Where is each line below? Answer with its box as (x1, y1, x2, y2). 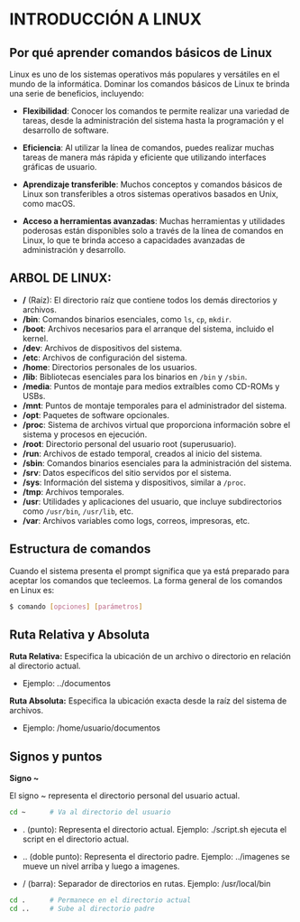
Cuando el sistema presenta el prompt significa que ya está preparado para (9, 565, 290, 576)
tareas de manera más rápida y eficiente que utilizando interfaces (22, 152, 267, 163)
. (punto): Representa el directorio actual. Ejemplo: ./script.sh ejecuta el (22, 824, 286, 834)
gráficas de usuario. (22, 162, 97, 172)
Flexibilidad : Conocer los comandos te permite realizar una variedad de (22, 106, 290, 116)
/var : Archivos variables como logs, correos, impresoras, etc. (22, 515, 250, 526)
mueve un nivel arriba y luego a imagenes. (22, 861, 180, 871)
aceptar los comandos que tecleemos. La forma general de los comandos (9, 574, 283, 586)
